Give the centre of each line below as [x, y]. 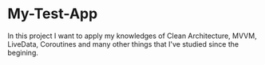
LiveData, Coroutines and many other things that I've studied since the [123, 44]
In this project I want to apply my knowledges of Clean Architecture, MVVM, [132, 36]
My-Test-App [53, 14]
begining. [23, 52]
